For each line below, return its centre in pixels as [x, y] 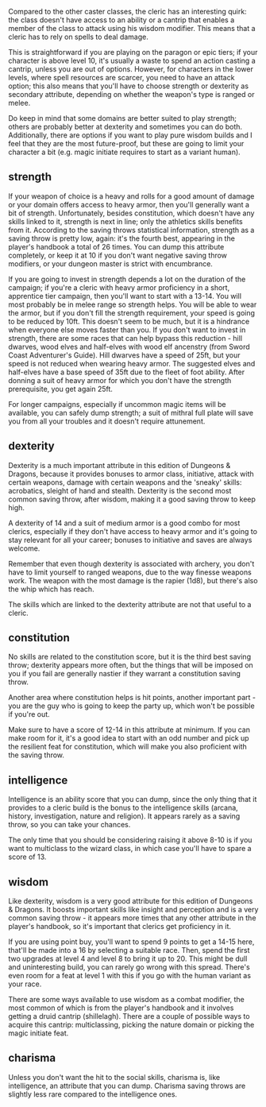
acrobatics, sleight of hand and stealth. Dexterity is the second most [120, 490]
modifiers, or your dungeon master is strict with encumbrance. [110, 263]
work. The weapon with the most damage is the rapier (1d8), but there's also [133, 580]
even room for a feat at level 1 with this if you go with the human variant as [130, 976]
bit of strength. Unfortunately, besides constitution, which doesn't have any [131, 213]
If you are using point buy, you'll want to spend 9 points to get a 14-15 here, [131, 942]
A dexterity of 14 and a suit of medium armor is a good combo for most [124, 523]
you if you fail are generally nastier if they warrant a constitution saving [124, 674]
